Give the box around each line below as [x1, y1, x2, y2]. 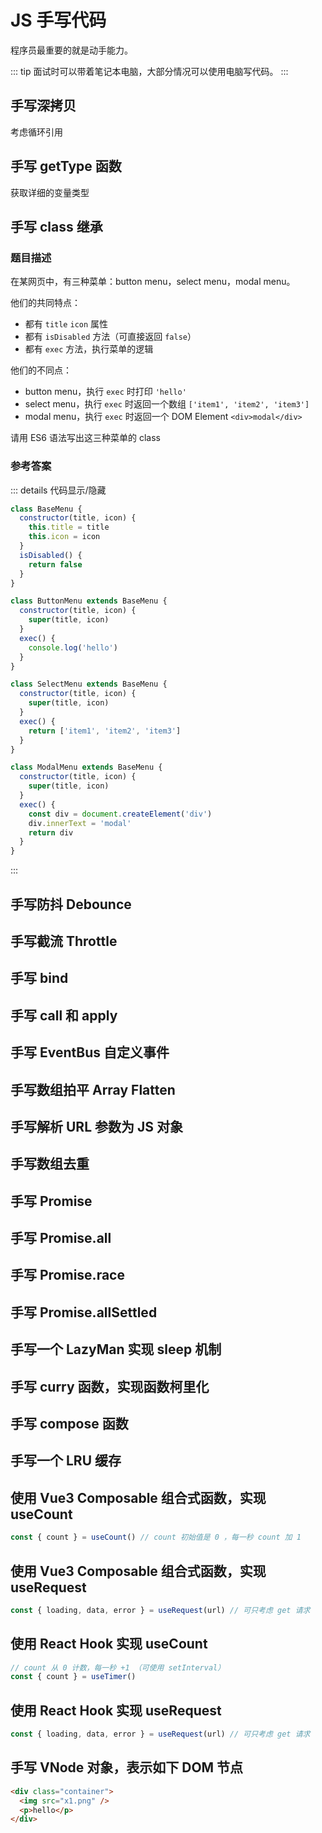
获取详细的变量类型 [10, 186, 90, 198]
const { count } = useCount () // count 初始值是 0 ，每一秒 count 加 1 [10, 1532, 302, 1543]
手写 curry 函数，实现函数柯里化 [10, 1378, 210, 1395]
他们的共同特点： [10, 297, 81, 309]
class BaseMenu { [10, 504, 83, 514]
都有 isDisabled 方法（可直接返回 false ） [24, 331, 197, 343]
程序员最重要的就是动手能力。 [10, 44, 133, 56]
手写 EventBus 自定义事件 [10, 1044, 170, 1061]
